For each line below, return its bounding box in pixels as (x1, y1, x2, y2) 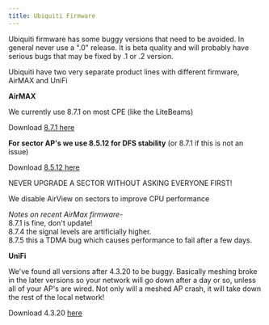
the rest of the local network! (8, 292, 105, 302)
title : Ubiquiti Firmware (8, 11, 95, 20)
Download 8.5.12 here (8, 162, 81, 172)
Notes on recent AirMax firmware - (8, 209, 124, 219)
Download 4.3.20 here (8, 308, 82, 318)
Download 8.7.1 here (8, 122, 75, 132)
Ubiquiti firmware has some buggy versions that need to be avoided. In (8, 34, 245, 44)
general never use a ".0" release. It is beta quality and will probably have (8, 42, 249, 53)
